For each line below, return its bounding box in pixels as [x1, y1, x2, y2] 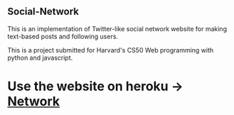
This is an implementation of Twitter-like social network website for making [7, 24, 228, 33]
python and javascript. [7, 53, 73, 62]
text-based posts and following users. [7, 32, 119, 40]
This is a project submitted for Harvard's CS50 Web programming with [7, 45, 214, 54]
